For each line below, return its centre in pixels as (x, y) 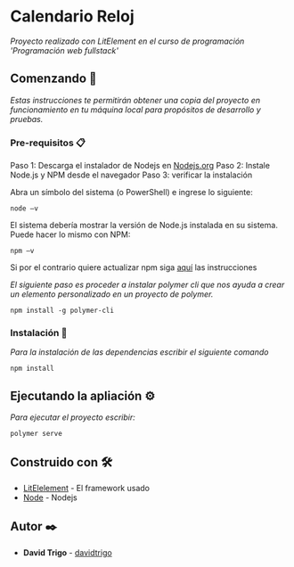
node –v (24, 209)
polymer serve (37, 434)
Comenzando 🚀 (53, 79)
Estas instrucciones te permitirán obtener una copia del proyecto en (135, 100)
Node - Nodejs (50, 497)
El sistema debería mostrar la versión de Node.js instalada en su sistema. (144, 226)
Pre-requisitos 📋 (48, 143)
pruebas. (27, 119)
